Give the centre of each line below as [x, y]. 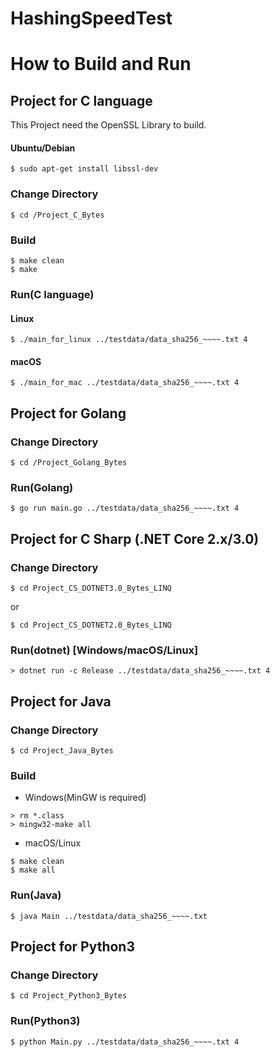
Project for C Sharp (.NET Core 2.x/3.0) [135, 538]
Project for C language [81, 100]
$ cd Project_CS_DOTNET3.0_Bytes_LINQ [91, 588]
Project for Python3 [72, 946]
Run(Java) [36, 895]
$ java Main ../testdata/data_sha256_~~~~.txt [109, 916]
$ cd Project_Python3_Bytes [69, 996]
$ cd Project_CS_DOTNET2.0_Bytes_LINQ [91, 625]
